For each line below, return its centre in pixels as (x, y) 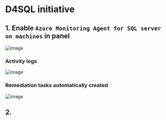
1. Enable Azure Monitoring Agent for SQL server (83, 28)
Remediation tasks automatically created (57, 86)
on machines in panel (37, 36)
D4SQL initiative (40, 9)
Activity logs (21, 61)
